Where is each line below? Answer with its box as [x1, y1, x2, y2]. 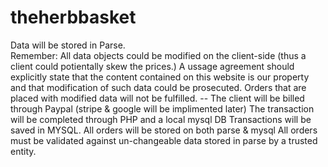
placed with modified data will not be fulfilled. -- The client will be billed [10, 92, 305, 104]
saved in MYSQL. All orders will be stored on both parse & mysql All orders [10, 124, 318, 136]
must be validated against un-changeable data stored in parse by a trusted [10, 134, 318, 146]
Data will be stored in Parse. [10, 39, 126, 51]
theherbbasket [10, 6, 137, 29]
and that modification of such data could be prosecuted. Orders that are [10, 81, 307, 93]
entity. [10, 145, 37, 157]
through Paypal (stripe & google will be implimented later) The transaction [10, 102, 315, 115]
